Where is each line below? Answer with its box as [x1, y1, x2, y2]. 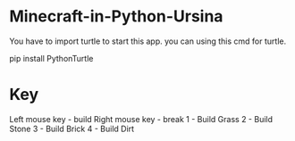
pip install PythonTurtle [9, 53, 94, 63]
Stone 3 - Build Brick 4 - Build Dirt [9, 123, 135, 134]
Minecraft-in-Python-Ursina [9, 6, 223, 27]
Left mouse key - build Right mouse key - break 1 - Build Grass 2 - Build [9, 113, 274, 124]
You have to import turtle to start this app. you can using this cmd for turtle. [9, 36, 287, 46]
